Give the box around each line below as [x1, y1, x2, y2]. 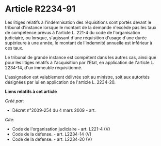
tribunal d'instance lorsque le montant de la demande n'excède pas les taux [5, 24, 157, 30]
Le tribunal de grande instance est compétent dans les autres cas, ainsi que [5, 54, 157, 60]
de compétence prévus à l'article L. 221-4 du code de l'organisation [5, 29, 141, 35]
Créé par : [5, 98, 24, 103]
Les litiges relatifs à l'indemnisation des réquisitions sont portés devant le [5, 19, 152, 25]
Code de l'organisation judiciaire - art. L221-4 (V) [12, 126, 111, 131]
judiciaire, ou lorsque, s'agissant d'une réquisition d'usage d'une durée [5, 35, 147, 41]
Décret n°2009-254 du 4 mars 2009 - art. [12, 107, 96, 113]
